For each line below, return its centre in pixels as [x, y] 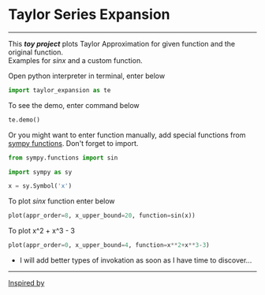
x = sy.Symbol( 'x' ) [40, 186]
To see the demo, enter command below [74, 105]
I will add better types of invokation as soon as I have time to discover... [136, 260]
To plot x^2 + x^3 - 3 [41, 231]
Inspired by [26, 283]
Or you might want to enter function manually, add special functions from [127, 135]
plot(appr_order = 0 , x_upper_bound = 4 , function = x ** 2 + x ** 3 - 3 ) [109, 245]
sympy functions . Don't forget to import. [73, 143]
